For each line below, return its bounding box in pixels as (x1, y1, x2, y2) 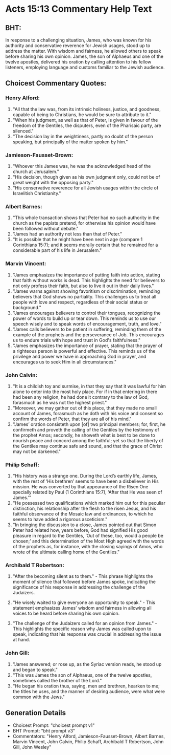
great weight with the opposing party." (12, 179, 93, 185)
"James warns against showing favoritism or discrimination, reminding (12, 288, 160, 294)
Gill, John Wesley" (12, 744, 52, 750)
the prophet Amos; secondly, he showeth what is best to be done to (12, 432, 156, 438)
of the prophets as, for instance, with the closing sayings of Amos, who (12, 544, 163, 550)
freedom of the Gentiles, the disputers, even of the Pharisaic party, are (12, 122, 162, 128)
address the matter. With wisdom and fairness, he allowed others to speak (5, 48, 162, 54)
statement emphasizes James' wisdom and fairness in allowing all (12, 605, 152, 611)
